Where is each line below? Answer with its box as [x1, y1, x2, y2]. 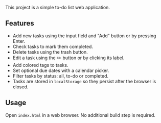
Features [5, 19, 34, 28]
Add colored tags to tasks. [12, 62, 68, 68]
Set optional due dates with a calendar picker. [12, 67, 109, 73]
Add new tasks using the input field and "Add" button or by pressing [12, 33, 156, 39]
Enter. [12, 38, 26, 44]
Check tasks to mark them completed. [12, 43, 94, 50]
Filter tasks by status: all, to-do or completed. [12, 72, 109, 79]
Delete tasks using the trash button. [12, 48, 88, 55]
